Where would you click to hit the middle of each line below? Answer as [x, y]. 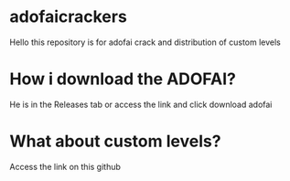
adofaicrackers [69, 17]
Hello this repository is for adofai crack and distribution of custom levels [145, 42]
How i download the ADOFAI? [123, 79]
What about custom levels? [115, 141]
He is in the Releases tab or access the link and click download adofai [141, 104]
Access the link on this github [65, 166]
